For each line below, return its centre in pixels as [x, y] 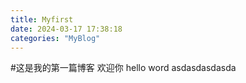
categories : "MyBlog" [55, 38]
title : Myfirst [42, 19]
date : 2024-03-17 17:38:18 [66, 29]
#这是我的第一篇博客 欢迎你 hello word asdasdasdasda [123, 68]
